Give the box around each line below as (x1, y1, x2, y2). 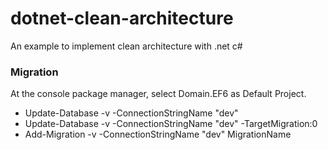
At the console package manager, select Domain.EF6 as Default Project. (10, 88, 307, 100)
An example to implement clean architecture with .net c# (10, 40, 243, 52)
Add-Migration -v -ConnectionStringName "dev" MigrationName (24, 128, 292, 141)
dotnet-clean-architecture (10, 7, 234, 30)
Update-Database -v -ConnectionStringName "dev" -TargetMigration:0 (24, 118, 318, 130)
